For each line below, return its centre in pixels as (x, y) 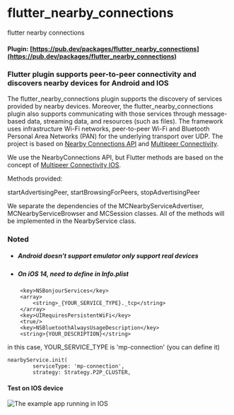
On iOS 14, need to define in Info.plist (73, 274)
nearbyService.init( (38, 360)
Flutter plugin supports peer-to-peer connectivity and (102, 74)
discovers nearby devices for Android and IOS (88, 83)
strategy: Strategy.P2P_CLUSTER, (82, 373)
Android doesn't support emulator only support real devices (108, 256)
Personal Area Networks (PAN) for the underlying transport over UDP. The (115, 136)
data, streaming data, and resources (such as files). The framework (125, 121)
